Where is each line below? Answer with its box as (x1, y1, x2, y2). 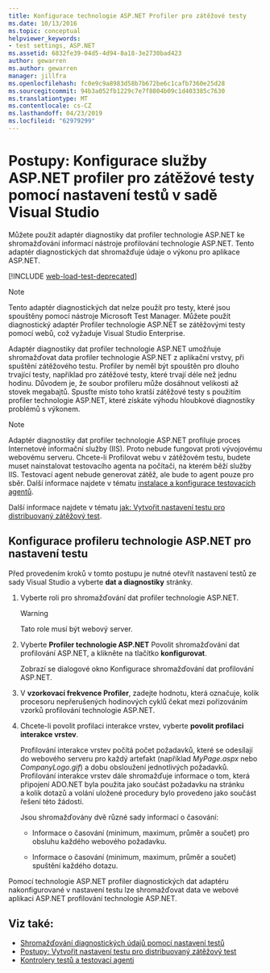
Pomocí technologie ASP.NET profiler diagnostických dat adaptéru (8, 876, 229, 886)
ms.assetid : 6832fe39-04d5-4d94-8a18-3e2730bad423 (8, 49, 182, 57)
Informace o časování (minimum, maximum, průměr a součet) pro (31, 828, 250, 837)
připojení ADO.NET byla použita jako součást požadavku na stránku (19, 779, 245, 789)
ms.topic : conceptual (8, 27, 81, 35)
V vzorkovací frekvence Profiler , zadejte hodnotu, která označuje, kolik (19, 688, 260, 698)
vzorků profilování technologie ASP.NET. (19, 705, 156, 715)
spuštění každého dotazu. (31, 861, 118, 870)
